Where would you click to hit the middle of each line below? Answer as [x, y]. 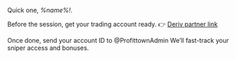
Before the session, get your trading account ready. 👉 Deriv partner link [113, 24]
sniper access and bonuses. [48, 48]
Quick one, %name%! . [40, 10]
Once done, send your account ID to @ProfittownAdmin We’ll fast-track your [118, 40]
